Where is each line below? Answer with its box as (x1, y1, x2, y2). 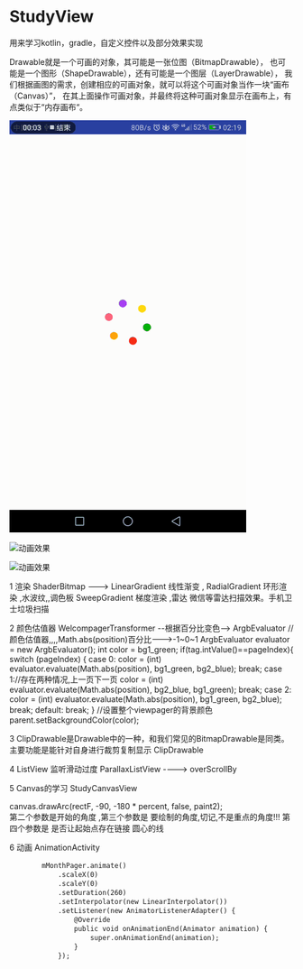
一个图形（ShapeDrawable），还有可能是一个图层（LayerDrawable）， (24, 68, 283, 78)
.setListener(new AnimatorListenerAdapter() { (57, 906, 236, 915)
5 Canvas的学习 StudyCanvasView (9, 782, 138, 793)
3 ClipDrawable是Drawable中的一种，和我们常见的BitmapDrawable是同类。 (9, 733, 290, 743)
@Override (73, 915, 111, 924)
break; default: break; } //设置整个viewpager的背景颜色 (9, 704, 214, 715)
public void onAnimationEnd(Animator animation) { (73, 924, 269, 933)
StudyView (9, 6, 95, 27)
